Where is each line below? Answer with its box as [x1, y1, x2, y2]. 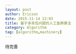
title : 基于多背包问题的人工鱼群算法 [5, 20, 72, 26]
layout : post [5, 7, 32, 12]
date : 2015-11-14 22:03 [5, 16, 54, 21]
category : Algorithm [5, 25, 47, 30]
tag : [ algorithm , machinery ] [5, 30, 62, 35]
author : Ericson [5, 12, 38, 17]
